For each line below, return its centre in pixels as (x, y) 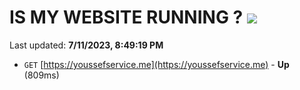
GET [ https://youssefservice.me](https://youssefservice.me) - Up (156, 64)
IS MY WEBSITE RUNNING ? (126, 17)
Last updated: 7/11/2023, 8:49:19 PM (86, 45)
